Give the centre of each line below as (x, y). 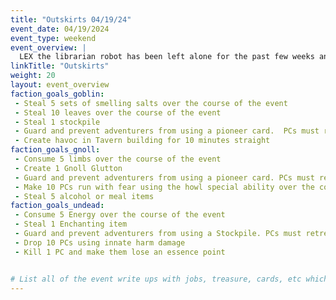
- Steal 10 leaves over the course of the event (118, 112)
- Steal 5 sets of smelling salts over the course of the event (151, 103)
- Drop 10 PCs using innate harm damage (100, 242)
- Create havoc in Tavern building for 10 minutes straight (142, 141)
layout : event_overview (60, 85)
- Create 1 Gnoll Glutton (68, 168)
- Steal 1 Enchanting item (71, 224)
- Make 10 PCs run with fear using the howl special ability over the (164, 187)
